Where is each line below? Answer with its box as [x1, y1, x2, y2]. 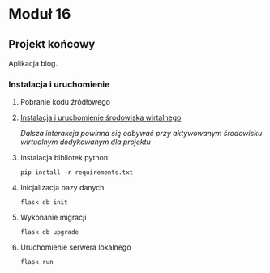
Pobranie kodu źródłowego [19, 97, 111, 107]
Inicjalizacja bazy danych [19, 183, 105, 193]
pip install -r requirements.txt [19, 168, 134, 177]
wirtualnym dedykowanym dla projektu [19, 137, 152, 147]
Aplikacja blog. [8, 58, 58, 68]
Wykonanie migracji [19, 212, 87, 223]
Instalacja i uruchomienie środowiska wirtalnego [19, 113, 182, 122]
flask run [19, 258, 54, 267]
